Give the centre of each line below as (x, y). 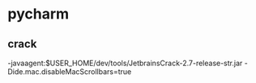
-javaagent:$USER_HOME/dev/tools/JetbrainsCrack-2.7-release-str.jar (125, 63)
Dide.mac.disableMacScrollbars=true (70, 72)
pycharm (38, 14)
